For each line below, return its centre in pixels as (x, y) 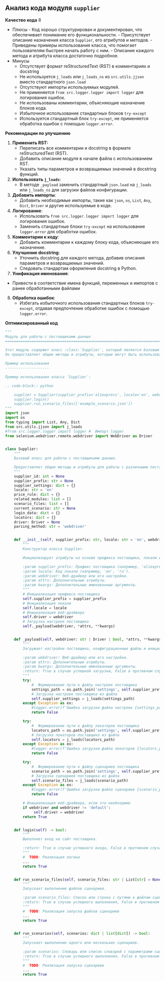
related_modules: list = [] (42, 499)
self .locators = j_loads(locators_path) (73, 740)
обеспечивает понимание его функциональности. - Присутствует (81, 34)
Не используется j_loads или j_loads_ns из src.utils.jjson (82, 76)
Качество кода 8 (23, 20)
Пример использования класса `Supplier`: (48, 377)
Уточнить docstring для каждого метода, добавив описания (82, 257)
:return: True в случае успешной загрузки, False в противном (88, 671)
